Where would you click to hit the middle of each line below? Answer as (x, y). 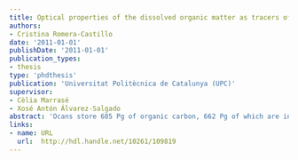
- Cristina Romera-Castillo (61, 34)
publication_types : (45, 59)
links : (21, 125)
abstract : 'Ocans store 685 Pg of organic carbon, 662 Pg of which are (144, 116)
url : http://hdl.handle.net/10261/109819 (97, 141)
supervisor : (31, 92)
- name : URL (31, 133)
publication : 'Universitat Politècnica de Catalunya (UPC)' (123, 84)
